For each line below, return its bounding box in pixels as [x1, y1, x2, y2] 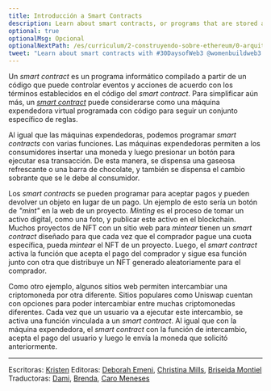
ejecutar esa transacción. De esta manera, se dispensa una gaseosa [8, 156, 236, 166]
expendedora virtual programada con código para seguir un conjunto [8, 106, 238, 116]
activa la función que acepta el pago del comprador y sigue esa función [8, 249, 248, 259]
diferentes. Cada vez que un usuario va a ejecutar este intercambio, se [8, 308, 244, 317]
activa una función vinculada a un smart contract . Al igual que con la [8, 316, 237, 326]
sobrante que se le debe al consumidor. [8, 173, 140, 183]
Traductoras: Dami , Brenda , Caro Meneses [8, 373, 150, 383]
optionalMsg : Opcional [8, 34, 85, 43]
